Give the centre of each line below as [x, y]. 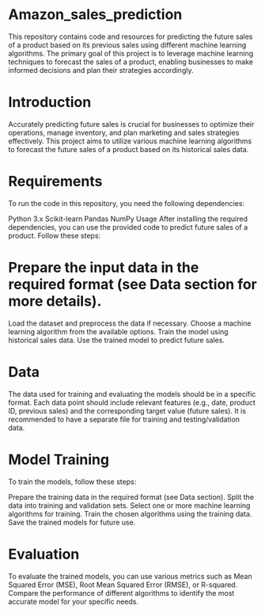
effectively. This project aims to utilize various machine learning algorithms [130, 141]
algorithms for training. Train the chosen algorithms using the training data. [130, 513]
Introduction [50, 103]
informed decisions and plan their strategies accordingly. [101, 70]
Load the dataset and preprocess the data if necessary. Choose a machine [130, 323]
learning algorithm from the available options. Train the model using [118, 331]
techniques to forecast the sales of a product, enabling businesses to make [131, 62]
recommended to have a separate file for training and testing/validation [124, 419]
